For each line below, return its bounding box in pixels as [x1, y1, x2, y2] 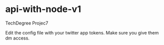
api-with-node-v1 [5, 3, 81, 15]
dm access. [5, 35, 30, 41]
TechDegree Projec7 [5, 20, 48, 26]
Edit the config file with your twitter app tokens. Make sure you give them [5, 29, 159, 35]
